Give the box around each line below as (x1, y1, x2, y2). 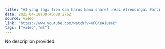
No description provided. (5, 38, 55, 44)
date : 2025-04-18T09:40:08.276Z (5, 12, 71, 16)
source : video (5, 16, 34, 21)
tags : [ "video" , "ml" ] (5, 25, 50, 30)
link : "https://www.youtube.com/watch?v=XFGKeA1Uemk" (5, 20, 118, 26)
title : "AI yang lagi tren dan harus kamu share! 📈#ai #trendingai (5, 7, 147, 12)
